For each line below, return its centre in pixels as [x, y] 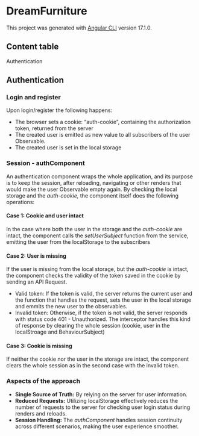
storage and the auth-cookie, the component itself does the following [93, 195]
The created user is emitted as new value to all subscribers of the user [103, 135]
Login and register [34, 98]
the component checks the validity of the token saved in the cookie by [93, 276]
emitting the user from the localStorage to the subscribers [78, 241]
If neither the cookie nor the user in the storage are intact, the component [97, 359]
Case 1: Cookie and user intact [45, 216]
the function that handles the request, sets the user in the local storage [103, 300]
